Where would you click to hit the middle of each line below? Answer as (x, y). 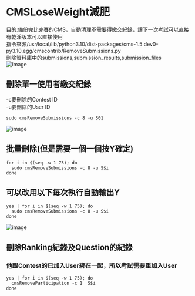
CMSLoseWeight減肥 (58, 12)
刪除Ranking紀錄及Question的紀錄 (70, 247)
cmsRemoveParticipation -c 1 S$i (53, 283)
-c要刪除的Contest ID (32, 99)
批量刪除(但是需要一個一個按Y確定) (70, 149)
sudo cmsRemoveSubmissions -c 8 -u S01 (55, 118)
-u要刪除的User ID (28, 107)
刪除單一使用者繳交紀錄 (48, 84)
